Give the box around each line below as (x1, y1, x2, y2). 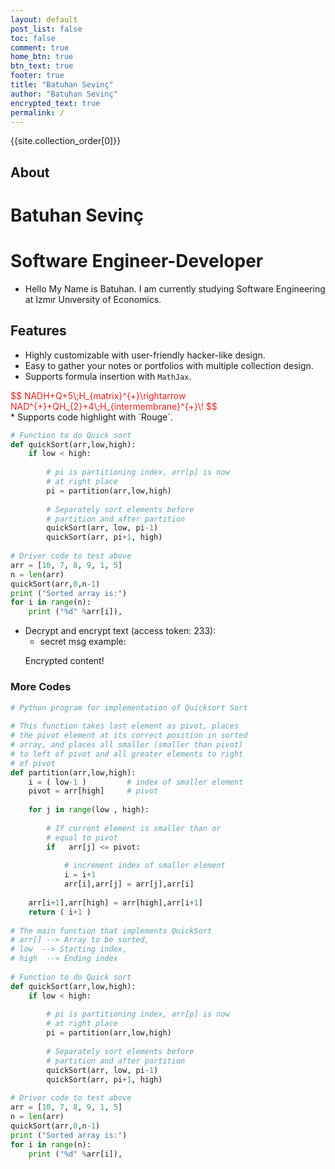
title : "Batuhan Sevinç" (10, 80, 114, 90)
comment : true (10, 42, 70, 53)
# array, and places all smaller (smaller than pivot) (10, 740, 244, 750)
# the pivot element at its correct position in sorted (10, 731, 248, 741)
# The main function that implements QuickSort (10, 926, 213, 936)
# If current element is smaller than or (46, 823, 222, 833)
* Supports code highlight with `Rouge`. (10, 411, 173, 423)
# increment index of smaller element (63, 861, 226, 871)
